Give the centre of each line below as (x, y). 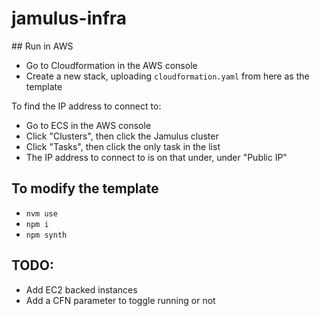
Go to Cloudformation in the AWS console (111, 65)
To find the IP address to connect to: (86, 106)
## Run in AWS (42, 46)
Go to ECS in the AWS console (88, 125)
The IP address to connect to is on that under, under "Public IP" (156, 157)
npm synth (46, 235)
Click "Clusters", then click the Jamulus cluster (122, 136)
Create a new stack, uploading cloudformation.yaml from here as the (167, 76)
